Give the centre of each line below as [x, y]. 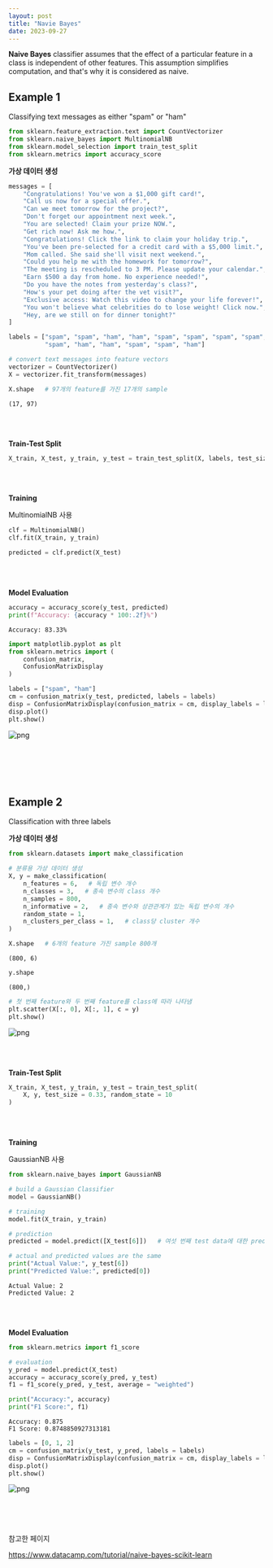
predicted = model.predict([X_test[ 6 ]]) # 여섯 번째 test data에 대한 [128, 1242]
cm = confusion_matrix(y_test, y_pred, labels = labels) [107, 1450]
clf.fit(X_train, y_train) [54, 538]
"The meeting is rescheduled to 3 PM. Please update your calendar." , [145, 269]
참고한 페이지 [29, 1539]
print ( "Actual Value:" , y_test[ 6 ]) [69, 1264]
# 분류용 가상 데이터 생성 [45, 869]
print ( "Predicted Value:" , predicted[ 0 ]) [80, 1271]
